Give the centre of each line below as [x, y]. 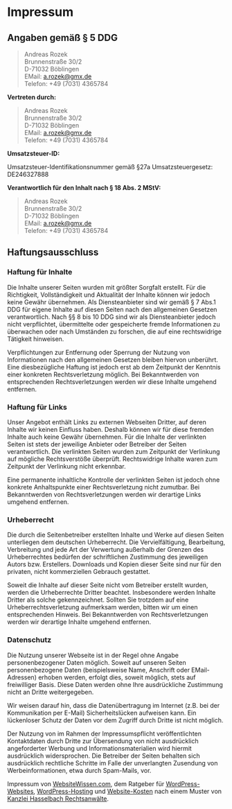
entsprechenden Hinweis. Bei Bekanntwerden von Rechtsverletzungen [108, 615]
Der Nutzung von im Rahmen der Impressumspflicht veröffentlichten [105, 733]
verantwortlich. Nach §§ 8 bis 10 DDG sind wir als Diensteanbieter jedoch [111, 317]
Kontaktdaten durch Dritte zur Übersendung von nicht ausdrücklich [103, 741]
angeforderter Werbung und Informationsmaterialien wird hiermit [99, 748]
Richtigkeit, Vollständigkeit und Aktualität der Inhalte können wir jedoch [108, 295]
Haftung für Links [37, 407]
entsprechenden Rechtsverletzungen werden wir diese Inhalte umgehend [112, 381]
